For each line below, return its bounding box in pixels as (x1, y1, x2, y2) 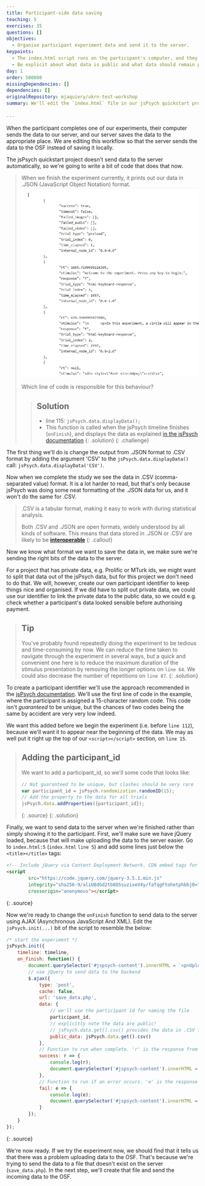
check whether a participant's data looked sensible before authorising (6, 599, 182, 606)
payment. (6, 606, 31, 613)
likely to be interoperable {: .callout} (21, 536, 113, 544)
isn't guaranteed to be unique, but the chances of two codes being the (6, 703, 184, 710)
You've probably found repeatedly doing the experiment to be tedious (21, 639, 197, 647)
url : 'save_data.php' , (38, 995, 97, 1001)
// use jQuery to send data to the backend (28, 969, 140, 975)
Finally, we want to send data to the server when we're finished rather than (6, 824, 195, 831)
